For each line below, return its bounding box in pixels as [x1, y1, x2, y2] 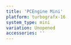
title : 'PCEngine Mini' [6, 8, 63, 15]
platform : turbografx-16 [6, 14, 66, 20]
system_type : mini [6, 19, 50, 25]
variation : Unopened [6, 25, 56, 31]
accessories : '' [6, 30, 45, 36]
